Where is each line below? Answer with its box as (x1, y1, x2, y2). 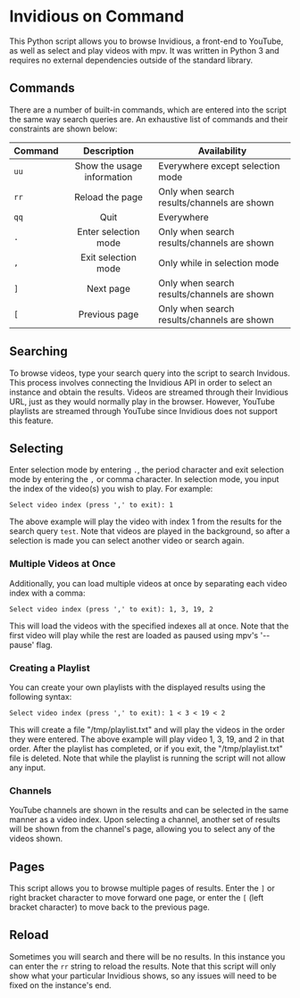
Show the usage (74, 159, 143, 171)
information (84, 170, 133, 183)
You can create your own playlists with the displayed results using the (9, 681, 266, 693)
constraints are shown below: (9, 123, 118, 134)
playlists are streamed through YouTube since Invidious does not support (9, 405, 279, 416)
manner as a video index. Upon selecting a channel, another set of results (9, 814, 281, 825)
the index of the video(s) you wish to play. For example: (9, 484, 213, 495)
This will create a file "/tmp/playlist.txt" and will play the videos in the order (9, 724, 286, 735)
